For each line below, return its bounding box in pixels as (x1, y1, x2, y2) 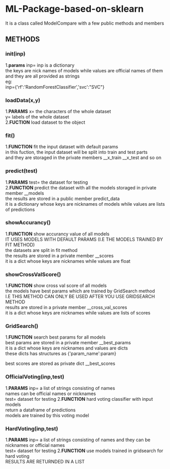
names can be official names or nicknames (5, 390, 96, 397)
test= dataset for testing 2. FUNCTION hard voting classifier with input (5, 396, 153, 402)
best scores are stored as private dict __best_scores (5, 360, 116, 367)
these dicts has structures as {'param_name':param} (5, 350, 117, 357)
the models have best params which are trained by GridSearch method (5, 288, 155, 294)
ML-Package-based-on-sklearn (5, 3, 144, 15)
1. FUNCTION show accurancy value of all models (5, 230, 109, 237)
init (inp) (5, 50, 26, 57)
